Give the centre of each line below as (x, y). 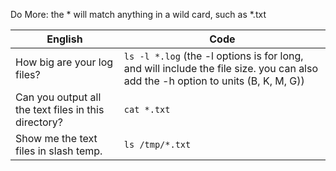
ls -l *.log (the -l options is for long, (213, 56)
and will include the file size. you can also (221, 68)
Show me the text (56, 138)
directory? (39, 122)
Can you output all (58, 97)
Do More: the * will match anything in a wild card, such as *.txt (138, 14)
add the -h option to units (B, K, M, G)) (214, 81)
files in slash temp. (59, 151)
